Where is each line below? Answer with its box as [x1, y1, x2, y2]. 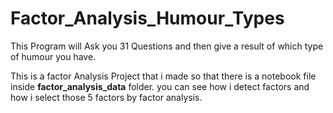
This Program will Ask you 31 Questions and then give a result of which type [10, 40, 324, 52]
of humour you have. [10, 50, 97, 62]
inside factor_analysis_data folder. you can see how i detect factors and [10, 80, 310, 92]
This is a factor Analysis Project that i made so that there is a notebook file [10, 70, 317, 82]
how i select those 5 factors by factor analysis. [10, 91, 203, 103]
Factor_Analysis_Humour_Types [10, 7, 285, 30]
